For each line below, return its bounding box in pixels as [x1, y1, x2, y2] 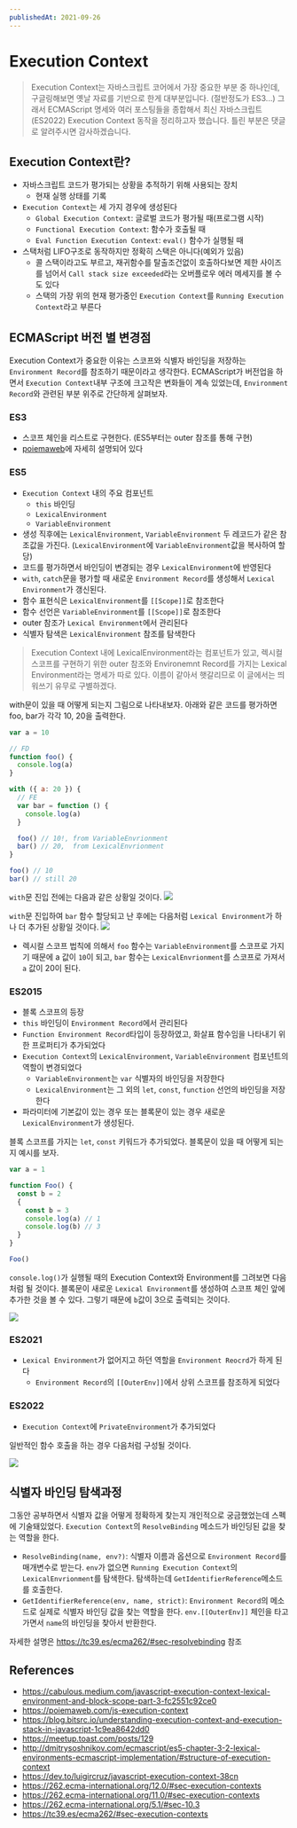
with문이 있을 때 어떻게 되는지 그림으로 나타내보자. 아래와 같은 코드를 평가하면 [9, 699, 277, 710]
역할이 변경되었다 [21, 1062, 82, 1073]
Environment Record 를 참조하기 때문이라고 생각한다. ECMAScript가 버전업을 [9, 366, 275, 377]
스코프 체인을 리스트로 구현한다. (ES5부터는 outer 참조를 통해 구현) [21, 432, 253, 443]
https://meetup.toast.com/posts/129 [21, 1733, 154, 1744]
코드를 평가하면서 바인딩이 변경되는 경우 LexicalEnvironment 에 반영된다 [21, 561, 272, 572]
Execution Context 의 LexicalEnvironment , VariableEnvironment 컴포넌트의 [21, 1051, 289, 1062]
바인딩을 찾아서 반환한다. [70, 1618, 157, 1628]
